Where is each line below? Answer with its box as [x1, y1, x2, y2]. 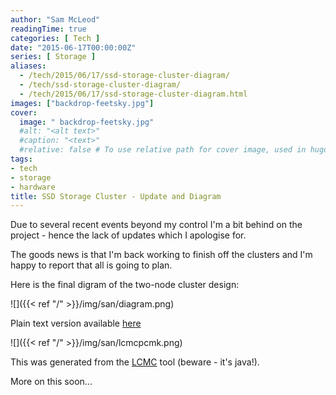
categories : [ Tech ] [10, 33, 101, 43]
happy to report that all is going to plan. [10, 259, 173, 271]
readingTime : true [10, 24, 87, 34]
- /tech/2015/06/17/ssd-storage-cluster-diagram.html [19, 89, 248, 99]
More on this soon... [10, 376, 93, 388]
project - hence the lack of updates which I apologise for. [10, 229, 247, 241]
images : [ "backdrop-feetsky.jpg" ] [10, 98, 155, 108]
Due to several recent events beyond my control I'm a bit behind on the [10, 219, 303, 231]
